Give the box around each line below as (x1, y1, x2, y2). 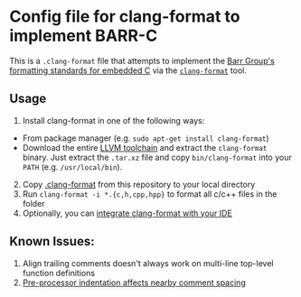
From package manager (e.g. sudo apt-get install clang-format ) (22, 133, 269, 144)
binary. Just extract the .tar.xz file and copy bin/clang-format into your (22, 152, 292, 162)
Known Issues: (9, 234, 95, 249)
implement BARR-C (9, 25, 158, 46)
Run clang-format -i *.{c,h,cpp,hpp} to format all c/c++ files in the (22, 188, 277, 200)
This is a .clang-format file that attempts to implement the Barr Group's (9, 55, 276, 66)
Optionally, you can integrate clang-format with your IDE (22, 208, 232, 218)
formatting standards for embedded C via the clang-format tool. (9, 65, 247, 76)
